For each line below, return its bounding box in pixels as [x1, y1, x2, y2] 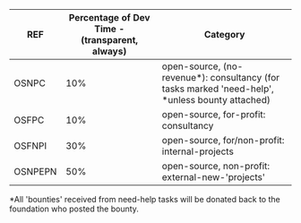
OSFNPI [13, 140, 47, 151]
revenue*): [161, 72, 209, 83]
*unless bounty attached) [161, 94, 271, 106]
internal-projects [161, 145, 235, 158]
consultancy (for [210, 72, 280, 83]
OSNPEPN [13, 166, 57, 177]
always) [92, 45, 127, 57]
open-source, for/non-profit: [161, 134, 285, 146]
